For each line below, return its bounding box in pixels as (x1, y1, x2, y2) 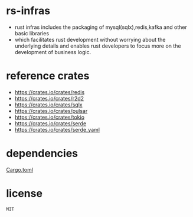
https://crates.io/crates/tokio (14, 113, 84, 121)
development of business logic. (14, 48, 91, 55)
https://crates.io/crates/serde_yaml (14, 126, 100, 133)
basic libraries (14, 29, 49, 36)
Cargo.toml (6, 166, 34, 173)
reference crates (6, 69, 90, 83)
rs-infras (6, 4, 51, 18)
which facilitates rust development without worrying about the (14, 36, 166, 43)
